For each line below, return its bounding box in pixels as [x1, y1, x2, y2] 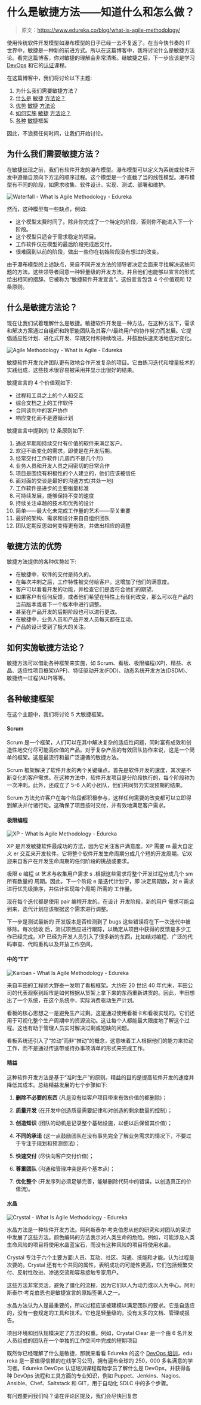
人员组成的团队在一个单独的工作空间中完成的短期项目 [7, 1337, 138, 1345]
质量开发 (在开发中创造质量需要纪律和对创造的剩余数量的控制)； [15, 1106, 172, 1114]
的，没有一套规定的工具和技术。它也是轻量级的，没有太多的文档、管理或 [7, 1309, 184, 1316]
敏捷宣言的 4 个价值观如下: [7, 378, 72, 386]
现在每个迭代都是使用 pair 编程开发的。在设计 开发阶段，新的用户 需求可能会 [7, 898, 194, 905]
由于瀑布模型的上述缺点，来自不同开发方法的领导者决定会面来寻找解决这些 [7, 261, 190, 268]
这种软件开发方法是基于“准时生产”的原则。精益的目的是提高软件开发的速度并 [7, 1073, 194, 1081]
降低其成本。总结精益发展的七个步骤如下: [7, 1081, 108, 1088]
